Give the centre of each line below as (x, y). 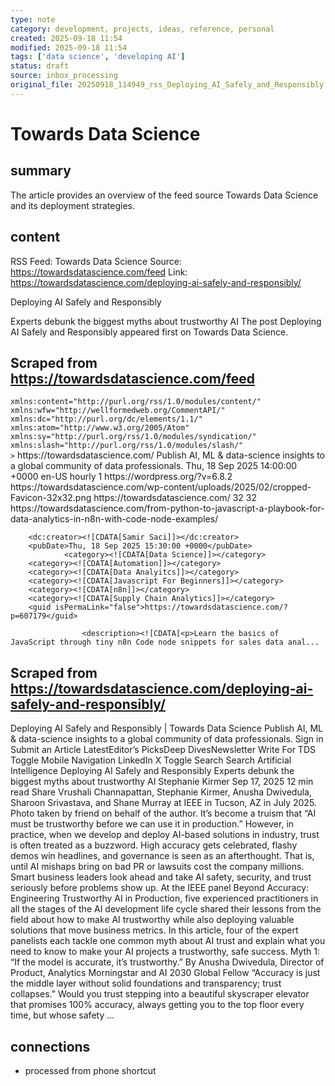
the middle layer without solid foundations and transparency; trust (146, 983)
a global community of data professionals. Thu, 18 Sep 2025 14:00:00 (154, 466)
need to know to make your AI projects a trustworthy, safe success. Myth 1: (165, 952)
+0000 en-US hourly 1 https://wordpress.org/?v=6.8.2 (121, 477)
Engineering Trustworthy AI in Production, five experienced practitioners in (164, 898)
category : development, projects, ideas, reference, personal (142, 29)
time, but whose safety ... (62, 1015)
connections (50, 1046)
